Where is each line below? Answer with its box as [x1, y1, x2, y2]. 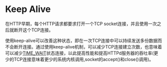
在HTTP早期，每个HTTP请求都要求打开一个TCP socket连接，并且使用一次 [5, 20, 157, 26]
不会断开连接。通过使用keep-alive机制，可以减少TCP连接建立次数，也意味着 [5, 43, 162, 49]
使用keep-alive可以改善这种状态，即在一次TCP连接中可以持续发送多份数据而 [5, 37, 162, 43]
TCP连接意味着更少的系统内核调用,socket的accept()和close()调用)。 [13, 56, 154, 62]
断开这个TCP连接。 [13, 26, 53, 33]
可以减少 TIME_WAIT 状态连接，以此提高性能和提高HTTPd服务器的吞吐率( [5, 50, 154, 56]
